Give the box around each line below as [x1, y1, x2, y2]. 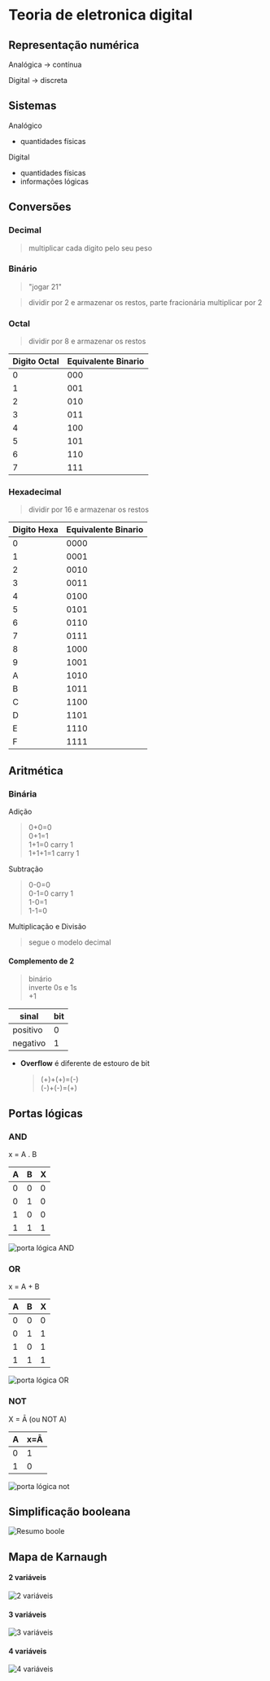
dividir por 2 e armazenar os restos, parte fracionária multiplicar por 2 [28, 297, 263, 307]
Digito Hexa [12, 524, 59, 535]
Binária [8, 788, 37, 799]
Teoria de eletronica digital [8, 6, 193, 24]
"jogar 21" [28, 282, 63, 291]
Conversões [8, 200, 72, 214]
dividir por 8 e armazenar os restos [28, 336, 146, 347]
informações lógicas [20, 177, 89, 186]
